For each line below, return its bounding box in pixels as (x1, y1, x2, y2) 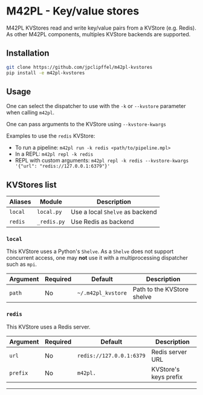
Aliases (9, 197, 31, 206)
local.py (37, 208, 62, 216)
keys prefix (151, 373, 183, 381)
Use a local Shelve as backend (71, 208, 157, 216)
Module (39, 197, 62, 206)
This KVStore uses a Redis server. (6, 323, 91, 330)
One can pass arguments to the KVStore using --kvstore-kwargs (6, 121, 166, 128)
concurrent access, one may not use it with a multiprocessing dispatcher (6, 254, 188, 262)
